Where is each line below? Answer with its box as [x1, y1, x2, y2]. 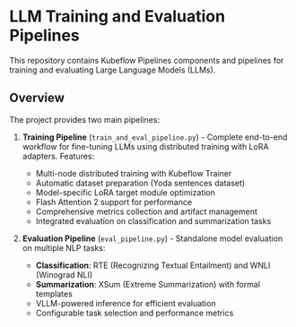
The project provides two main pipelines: [9, 114, 160, 125]
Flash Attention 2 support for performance [35, 196, 193, 207]
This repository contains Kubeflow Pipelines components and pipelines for [9, 55, 284, 65]
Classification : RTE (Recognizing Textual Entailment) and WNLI [35, 260, 271, 271]
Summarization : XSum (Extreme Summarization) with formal [35, 279, 261, 289]
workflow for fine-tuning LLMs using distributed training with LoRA [22, 141, 269, 151]
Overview [9, 90, 65, 106]
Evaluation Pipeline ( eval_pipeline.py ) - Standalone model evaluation [22, 233, 283, 244]
